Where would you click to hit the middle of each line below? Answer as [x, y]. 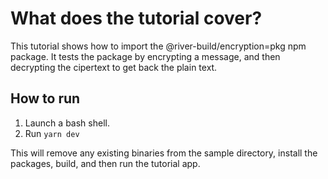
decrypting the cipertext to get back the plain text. [114, 67]
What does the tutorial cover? [136, 18]
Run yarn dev [52, 133]
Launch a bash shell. [67, 123]
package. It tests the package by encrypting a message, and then [145, 56]
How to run [45, 98]
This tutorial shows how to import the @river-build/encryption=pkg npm [158, 46]
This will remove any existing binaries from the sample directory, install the [164, 153]
